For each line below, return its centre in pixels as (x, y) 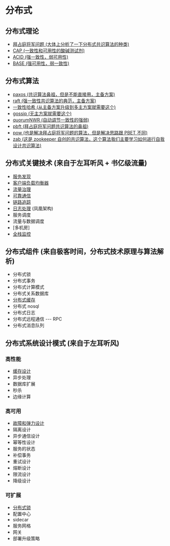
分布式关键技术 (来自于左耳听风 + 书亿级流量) (76, 163)
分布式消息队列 (28, 326)
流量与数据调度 (28, 221)
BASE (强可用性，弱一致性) (41, 63)
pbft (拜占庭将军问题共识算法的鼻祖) (51, 126)
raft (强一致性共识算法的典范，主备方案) (54, 101)
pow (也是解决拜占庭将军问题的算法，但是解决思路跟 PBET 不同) (80, 132)
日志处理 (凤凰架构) (33, 208)
